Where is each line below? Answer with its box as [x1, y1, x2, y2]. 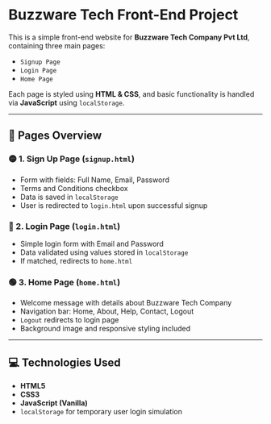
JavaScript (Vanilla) [19, 398, 89, 408]
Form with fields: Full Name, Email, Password [19, 175, 169, 185]
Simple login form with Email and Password [19, 239, 164, 248]
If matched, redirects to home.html [19, 256, 133, 265]
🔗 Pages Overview [8, 129, 102, 143]
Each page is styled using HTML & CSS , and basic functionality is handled [8, 89, 255, 98]
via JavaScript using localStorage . [8, 98, 125, 107]
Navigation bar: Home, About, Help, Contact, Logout [19, 306, 194, 316]
